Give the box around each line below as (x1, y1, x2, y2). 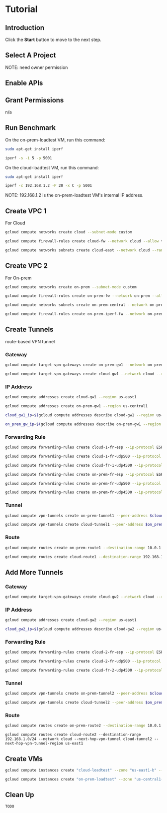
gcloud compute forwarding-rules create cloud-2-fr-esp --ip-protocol (5, 650, 155, 655)
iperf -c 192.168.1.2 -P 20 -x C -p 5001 (5, 183, 92, 188)
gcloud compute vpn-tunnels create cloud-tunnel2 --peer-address (5, 700, 143, 705)
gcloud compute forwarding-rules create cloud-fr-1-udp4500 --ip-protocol (5, 463, 164, 468)
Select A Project (5, 51, 56, 59)
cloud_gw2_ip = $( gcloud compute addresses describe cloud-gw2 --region (5, 627, 155, 632)
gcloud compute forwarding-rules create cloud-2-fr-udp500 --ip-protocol (5, 659, 162, 664)
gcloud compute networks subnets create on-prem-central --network (5, 302, 148, 308)
